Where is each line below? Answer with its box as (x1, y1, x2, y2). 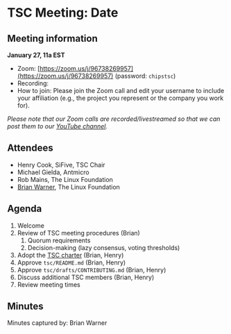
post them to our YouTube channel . (7, 122, 108, 130)
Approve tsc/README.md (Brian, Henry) (17, 258, 126, 267)
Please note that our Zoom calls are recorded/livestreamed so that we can (7, 115, 221, 123)
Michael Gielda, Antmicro (17, 168, 89, 176)
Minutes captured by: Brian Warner (7, 319, 108, 327)
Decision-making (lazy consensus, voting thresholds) (27, 243, 180, 251)
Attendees (7, 142, 53, 154)
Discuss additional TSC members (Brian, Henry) (17, 273, 155, 281)
